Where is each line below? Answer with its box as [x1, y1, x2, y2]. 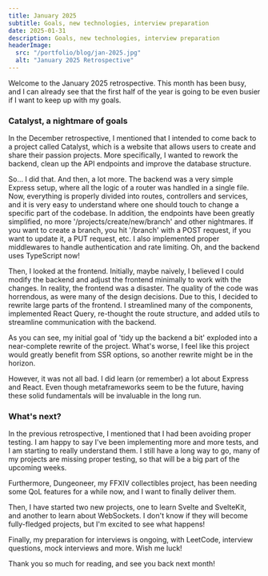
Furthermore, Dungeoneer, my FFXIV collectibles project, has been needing [8, 478, 258, 488]
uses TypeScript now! [8, 251, 80, 261]
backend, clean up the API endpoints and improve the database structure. [8, 159, 252, 169]
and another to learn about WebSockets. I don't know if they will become [8, 511, 248, 521]
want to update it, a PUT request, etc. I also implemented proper [8, 234, 220, 244]
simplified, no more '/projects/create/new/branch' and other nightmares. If [8, 217, 254, 226]
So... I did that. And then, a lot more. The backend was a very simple [8, 174, 234, 184]
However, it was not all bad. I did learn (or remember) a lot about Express [8, 374, 250, 384]
